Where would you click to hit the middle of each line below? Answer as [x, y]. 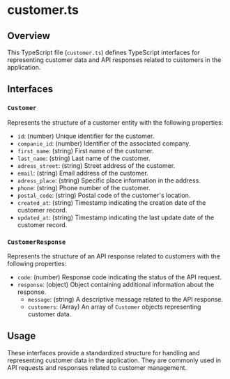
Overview [29, 36]
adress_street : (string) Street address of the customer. [96, 165]
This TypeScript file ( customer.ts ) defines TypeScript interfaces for [103, 52]
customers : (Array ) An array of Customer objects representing [114, 307]
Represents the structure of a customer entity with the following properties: [115, 122]
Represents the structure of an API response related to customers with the [114, 256]
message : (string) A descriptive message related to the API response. [125, 299]
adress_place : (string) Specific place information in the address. [109, 180]
